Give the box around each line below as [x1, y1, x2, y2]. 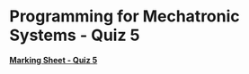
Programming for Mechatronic [9, 6, 240, 27]
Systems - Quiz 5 [9, 25, 140, 45]
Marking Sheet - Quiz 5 [9, 54, 98, 65]
